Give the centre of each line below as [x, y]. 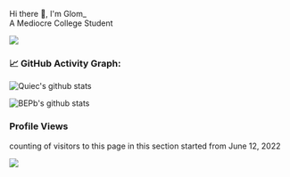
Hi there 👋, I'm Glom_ [48, 14]
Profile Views [39, 126]
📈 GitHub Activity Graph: [66, 63]
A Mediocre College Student [61, 23]
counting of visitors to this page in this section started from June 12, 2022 [145, 146]
